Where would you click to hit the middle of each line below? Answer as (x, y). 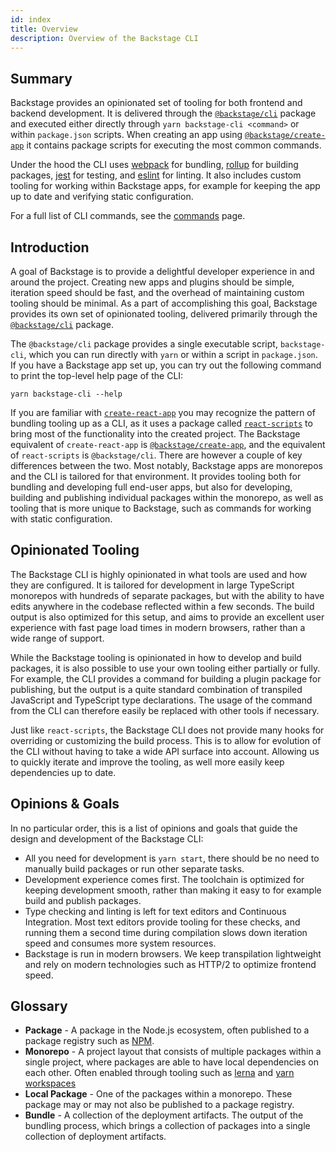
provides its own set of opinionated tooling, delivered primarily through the (164, 314)
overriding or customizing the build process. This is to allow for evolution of (166, 740)
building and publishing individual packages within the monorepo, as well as (167, 497)
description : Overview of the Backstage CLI (104, 38)
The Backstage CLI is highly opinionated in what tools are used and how (159, 574)
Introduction (50, 247)
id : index (31, 19)
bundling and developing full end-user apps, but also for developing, (151, 487)
